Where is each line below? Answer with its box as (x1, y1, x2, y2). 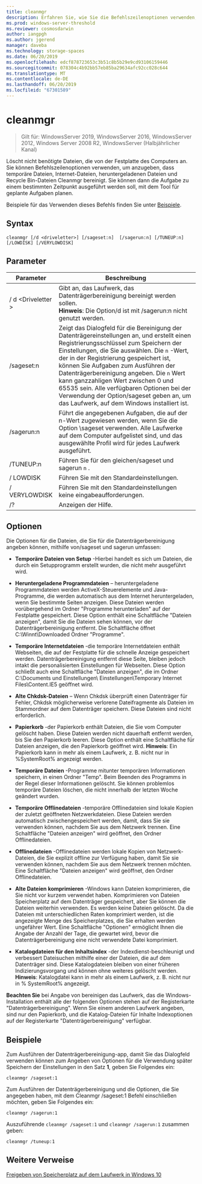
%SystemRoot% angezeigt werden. (14, 755, 103, 763)
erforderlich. (14, 711, 46, 719)
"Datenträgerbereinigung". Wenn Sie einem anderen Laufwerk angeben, (6, 1005, 185, 1012)
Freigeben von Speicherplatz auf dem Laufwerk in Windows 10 (6, 1171, 162, 1178)
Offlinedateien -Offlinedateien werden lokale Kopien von (14, 848, 156, 855)
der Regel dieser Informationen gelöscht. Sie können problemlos (14, 780, 174, 787)
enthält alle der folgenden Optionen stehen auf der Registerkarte (34, 998, 194, 1005)
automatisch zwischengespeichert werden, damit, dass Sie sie (14, 817, 170, 825)
